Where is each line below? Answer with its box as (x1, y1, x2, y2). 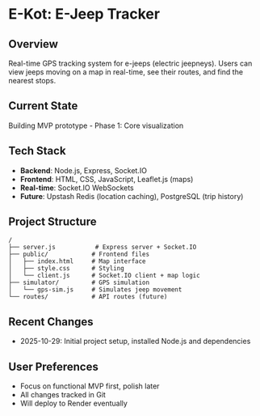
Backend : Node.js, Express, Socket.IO (19, 165, 148, 175)
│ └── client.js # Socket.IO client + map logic (8, 272, 200, 280)
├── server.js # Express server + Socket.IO (8, 244, 197, 252)
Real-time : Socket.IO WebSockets (19, 183, 135, 193)
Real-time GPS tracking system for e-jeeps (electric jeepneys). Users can (8, 58, 253, 68)
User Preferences (8, 359, 99, 373)
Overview (8, 37, 59, 51)
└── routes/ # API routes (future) (8, 293, 168, 301)
